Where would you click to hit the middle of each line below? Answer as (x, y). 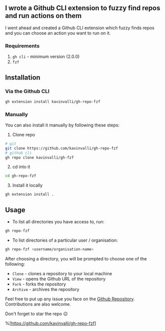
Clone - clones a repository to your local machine (62, 273)
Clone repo (24, 134)
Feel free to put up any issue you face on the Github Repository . (70, 299)
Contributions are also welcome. (38, 304)
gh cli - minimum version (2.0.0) (46, 57)
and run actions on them (43, 16)
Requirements (22, 45)
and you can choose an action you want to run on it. (58, 33)
